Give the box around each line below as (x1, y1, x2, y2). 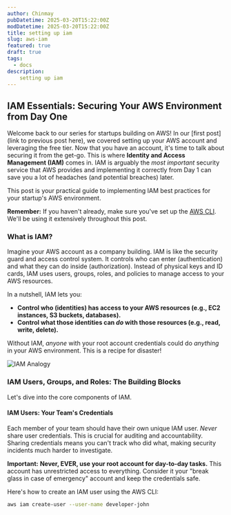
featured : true (7, 42, 51, 49)
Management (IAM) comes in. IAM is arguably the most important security (7, 158, 220, 167)
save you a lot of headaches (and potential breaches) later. (7, 174, 174, 182)
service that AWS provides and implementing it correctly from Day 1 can (7, 166, 212, 174)
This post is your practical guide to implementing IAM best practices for (7, 187, 211, 195)
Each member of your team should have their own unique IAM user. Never (7, 424, 217, 432)
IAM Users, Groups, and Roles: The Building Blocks (7, 377, 181, 387)
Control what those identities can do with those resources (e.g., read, (17, 319, 221, 327)
